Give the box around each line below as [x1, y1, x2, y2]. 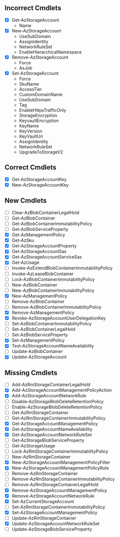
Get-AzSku [11, 237, 34, 243]
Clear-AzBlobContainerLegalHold [11, 209, 80, 216]
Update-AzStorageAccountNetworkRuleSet [11, 520, 100, 526]
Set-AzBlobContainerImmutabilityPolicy [11, 321, 92, 327]
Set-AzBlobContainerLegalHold [11, 326, 76, 332]
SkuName [19, 81, 39, 87]
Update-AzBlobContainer [11, 348, 63, 354]
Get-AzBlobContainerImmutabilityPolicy [11, 221, 92, 226]
